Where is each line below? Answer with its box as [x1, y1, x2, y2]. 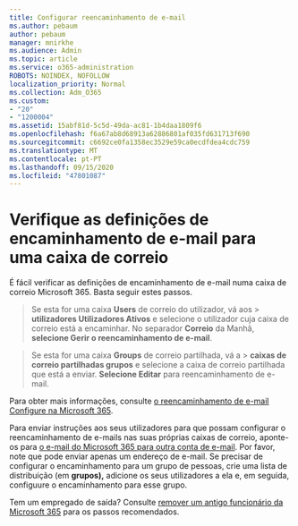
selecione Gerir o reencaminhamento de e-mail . [30, 333, 213, 344]
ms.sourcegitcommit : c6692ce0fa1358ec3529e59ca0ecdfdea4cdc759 [9, 138, 251, 147]
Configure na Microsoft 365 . [9, 405, 114, 416]
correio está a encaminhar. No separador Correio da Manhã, [30, 323, 255, 334]
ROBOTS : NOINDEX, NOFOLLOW [9, 72, 110, 81]
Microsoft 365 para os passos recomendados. [9, 506, 180, 517]
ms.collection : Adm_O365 [9, 88, 102, 97]
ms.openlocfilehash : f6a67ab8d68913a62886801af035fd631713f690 [9, 130, 251, 139]
